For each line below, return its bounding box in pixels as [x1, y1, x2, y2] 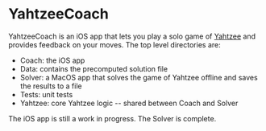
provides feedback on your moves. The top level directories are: [8, 39, 221, 49]
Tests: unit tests [19, 89, 73, 99]
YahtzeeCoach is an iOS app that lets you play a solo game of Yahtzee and [8, 31, 256, 41]
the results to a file [19, 81, 82, 91]
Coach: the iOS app [19, 55, 85, 65]
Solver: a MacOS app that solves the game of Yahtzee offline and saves [19, 72, 258, 82]
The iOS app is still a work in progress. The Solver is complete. [8, 113, 217, 123]
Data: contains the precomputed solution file [19, 63, 168, 73]
